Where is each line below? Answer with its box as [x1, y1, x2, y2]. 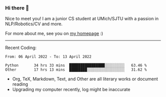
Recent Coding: [5, 45, 37, 51]
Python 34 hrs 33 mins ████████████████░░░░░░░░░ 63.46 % [5, 63, 147, 68]
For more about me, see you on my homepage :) [5, 31, 103, 37]
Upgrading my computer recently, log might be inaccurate [12, 87, 130, 93]
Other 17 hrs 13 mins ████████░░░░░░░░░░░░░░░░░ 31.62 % [5, 67, 147, 72]
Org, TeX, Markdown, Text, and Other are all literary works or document [12, 76, 158, 82]
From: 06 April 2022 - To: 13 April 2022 [5, 54, 92, 59]
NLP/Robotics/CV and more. [5, 21, 63, 27]
